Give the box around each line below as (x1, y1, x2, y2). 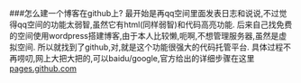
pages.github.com (9, 63, 78, 74)
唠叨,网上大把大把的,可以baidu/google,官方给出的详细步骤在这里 (16, 53, 255, 63)
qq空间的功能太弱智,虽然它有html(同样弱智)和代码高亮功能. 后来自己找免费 (16, 19, 293, 30)
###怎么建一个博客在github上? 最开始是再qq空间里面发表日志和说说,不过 (9, 8, 279, 18)
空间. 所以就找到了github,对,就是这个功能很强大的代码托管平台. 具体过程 (16, 41, 284, 52)
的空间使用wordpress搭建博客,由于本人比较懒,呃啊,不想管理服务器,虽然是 (9, 31, 279, 41)
